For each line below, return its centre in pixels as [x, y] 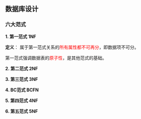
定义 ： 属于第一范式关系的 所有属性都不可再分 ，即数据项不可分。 [72, 47]
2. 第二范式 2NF [22, 68]
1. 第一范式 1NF [21, 36]
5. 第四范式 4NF [22, 100]
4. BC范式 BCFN [22, 90]
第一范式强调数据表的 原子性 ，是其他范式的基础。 [56, 58]
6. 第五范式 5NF [22, 111]
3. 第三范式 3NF [22, 79]
